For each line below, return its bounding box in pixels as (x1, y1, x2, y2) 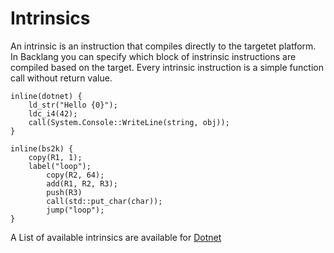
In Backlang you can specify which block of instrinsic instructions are (10, 50, 297, 62)
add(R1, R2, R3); (46, 178, 118, 189)
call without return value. (10, 72, 113, 84)
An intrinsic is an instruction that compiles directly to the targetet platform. (10, 40, 317, 52)
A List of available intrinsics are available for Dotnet (10, 231, 222, 243)
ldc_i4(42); (28, 108, 78, 119)
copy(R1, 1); (28, 152, 83, 162)
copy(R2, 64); (46, 170, 105, 180)
